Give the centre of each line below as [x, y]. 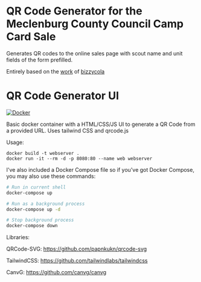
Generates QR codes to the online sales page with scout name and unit [94, 53]
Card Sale [31, 37]
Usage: [15, 142]
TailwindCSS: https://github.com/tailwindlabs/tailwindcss [77, 261]
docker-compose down [32, 226]
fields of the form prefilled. [40, 60]
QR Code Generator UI [63, 96]
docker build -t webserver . [43, 153]
